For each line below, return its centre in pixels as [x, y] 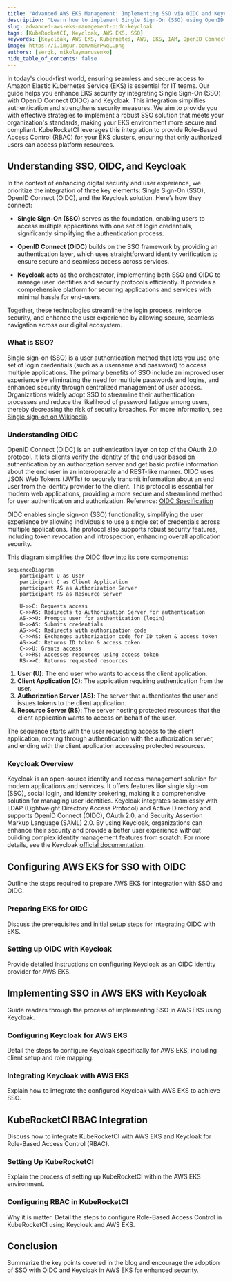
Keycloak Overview [40, 764]
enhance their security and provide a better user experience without [104, 830]
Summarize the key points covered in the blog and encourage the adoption [114, 1263]
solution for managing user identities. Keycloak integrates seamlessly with [113, 801]
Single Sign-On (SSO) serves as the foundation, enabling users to [111, 218]
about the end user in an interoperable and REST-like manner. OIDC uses [110, 472]
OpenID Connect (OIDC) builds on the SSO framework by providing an [117, 246]
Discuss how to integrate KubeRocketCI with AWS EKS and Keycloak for [109, 1136]
